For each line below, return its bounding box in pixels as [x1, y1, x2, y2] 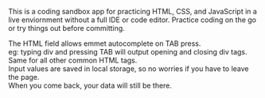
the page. [8, 73, 40, 81]
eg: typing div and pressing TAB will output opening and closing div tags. [8, 47, 248, 56]
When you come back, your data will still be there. [8, 81, 173, 90]
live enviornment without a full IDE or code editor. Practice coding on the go [8, 15, 257, 24]
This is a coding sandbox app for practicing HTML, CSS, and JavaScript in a [8, 7, 257, 16]
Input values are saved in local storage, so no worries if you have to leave [8, 64, 249, 73]
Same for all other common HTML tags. [8, 55, 138, 65]
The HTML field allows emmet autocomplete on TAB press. [8, 39, 201, 48]
